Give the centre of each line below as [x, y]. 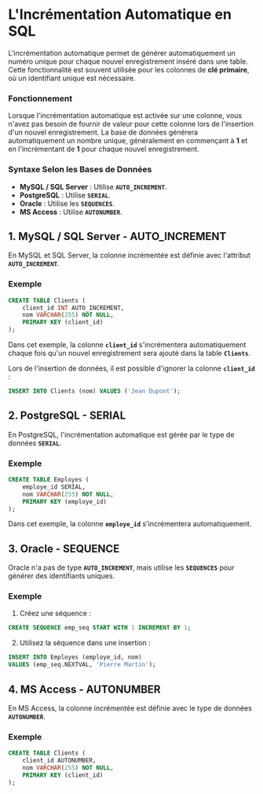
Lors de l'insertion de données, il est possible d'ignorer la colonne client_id [131, 368]
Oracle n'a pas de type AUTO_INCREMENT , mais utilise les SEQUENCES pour [121, 567]
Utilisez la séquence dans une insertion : [85, 643]
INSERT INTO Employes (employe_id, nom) [75, 657]
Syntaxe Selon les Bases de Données [80, 169]
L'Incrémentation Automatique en [120, 15]
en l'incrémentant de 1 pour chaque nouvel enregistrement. [104, 149]
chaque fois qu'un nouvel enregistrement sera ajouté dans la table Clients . [130, 353]
